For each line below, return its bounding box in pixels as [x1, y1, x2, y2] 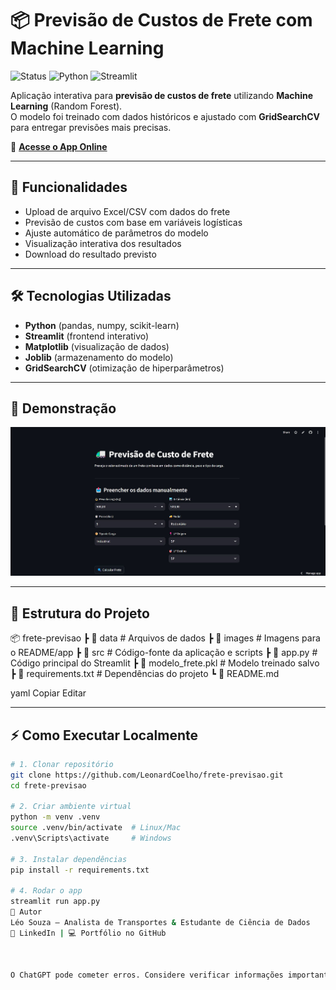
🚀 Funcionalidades [10, 179, 128, 196]
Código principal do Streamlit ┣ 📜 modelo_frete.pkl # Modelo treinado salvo [10, 657, 320, 669]
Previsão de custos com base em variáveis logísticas [24, 216, 243, 228]
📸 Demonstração [10, 400, 117, 417]
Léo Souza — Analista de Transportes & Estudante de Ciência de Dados [10, 918, 311, 928]
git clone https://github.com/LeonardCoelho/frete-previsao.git [10, 770, 284, 780]
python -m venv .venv [10, 812, 101, 822]
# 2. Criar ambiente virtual [10, 802, 132, 812]
